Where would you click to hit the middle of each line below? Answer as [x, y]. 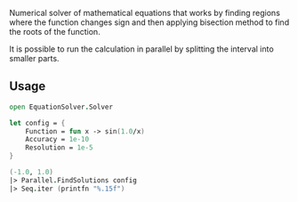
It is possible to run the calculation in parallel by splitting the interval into [141, 49]
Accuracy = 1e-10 [57, 140]
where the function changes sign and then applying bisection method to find [149, 22]
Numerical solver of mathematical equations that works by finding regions [145, 13]
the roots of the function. [55, 32]
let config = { [37, 123]
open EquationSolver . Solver [61, 107]
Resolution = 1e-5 [59, 148]
